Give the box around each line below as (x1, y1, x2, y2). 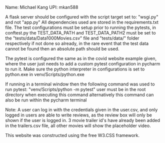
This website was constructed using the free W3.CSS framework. (5, 132, 140, 138)
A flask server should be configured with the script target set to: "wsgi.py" (5, 14, 158, 19)
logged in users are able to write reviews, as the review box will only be (5, 112, 152, 118)
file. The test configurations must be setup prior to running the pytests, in (5, 24, 156, 30)
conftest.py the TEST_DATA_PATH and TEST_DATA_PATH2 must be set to (5, 30, 156, 35)
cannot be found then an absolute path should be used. (5, 46, 119, 51)
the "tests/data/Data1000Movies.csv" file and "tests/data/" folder (5, 35, 139, 41)
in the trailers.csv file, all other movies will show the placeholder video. (5, 122, 151, 128)
